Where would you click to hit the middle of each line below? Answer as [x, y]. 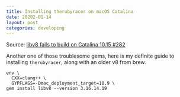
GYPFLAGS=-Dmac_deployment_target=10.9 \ [63, 83]
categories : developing [36, 28]
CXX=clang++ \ [29, 78]
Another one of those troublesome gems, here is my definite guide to [90, 56]
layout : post [22, 22]
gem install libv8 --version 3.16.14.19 [57, 89]
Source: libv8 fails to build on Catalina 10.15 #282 [66, 45]
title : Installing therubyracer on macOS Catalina [70, 11]
